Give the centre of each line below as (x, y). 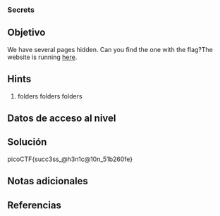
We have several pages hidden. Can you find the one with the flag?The (110, 49)
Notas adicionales (48, 181)
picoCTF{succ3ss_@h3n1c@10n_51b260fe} (70, 159)
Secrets (21, 10)
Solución (27, 142)
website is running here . (42, 57)
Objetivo (26, 33)
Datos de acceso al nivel (62, 118)
